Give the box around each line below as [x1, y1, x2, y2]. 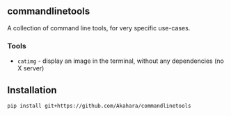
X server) [17, 64, 45, 72]
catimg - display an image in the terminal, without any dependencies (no [17, 57, 224, 65]
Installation [7, 84, 57, 96]
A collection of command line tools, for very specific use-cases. [7, 23, 191, 32]
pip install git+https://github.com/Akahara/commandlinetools [7, 102, 191, 109]
